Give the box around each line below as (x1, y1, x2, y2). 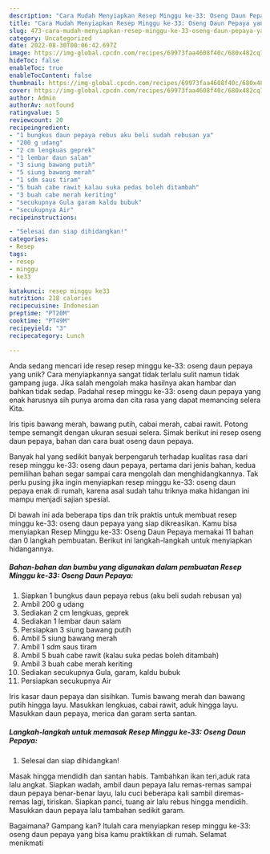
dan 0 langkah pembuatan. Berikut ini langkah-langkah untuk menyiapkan (9, 535, 252, 545)
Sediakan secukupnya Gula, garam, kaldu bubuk (20, 668, 181, 677)
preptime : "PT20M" (9, 310, 71, 318)
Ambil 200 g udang (20, 600, 85, 609)
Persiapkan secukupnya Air (20, 676, 111, 686)
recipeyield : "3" (9, 324, 67, 332)
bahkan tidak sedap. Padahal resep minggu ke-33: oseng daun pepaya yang (9, 386, 261, 396)
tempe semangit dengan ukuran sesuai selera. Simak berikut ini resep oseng (9, 427, 262, 437)
